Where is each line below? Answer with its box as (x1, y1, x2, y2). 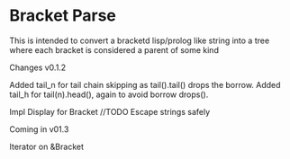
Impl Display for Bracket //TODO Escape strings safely (9, 106, 211, 117)
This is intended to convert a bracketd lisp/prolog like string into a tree (9, 35, 270, 46)
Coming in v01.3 (9, 123, 69, 135)
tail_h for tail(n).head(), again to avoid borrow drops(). (9, 89, 209, 100)
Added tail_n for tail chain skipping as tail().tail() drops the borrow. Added (9, 79, 281, 90)
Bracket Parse (9, 5, 117, 26)
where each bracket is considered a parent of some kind (9, 44, 219, 55)
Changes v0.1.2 (9, 62, 67, 73)
